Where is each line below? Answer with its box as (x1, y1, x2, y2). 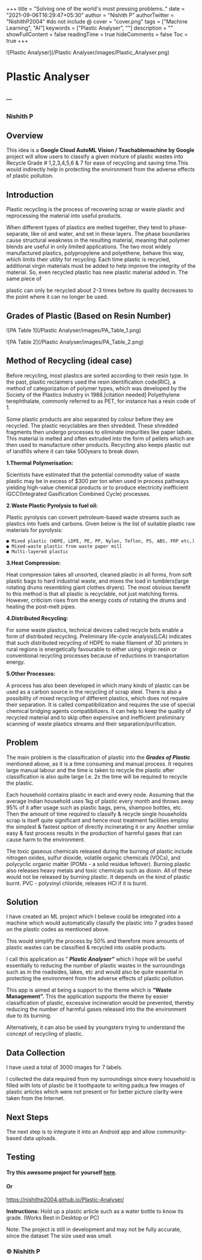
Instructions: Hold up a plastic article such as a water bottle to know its (6, 1208, 184, 1215)
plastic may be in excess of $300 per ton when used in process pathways (6, 477, 189, 484)
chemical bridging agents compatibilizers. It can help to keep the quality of (6, 707, 191, 714)
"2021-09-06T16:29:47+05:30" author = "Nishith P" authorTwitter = (6, 11, 174, 19)
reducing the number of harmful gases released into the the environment (6, 1005, 187, 1013)
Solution (6, 897, 38, 907)
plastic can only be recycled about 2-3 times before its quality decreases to (6, 287, 194, 294)
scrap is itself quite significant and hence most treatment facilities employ (6, 817, 189, 824)
